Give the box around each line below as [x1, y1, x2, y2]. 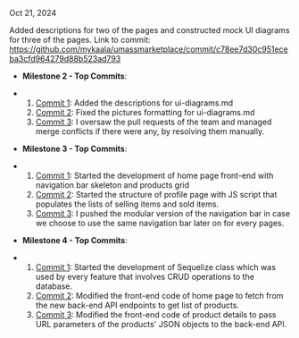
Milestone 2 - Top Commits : [21, 71, 128, 81]
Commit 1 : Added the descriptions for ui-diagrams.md [35, 97, 234, 108]
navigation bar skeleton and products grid [35, 180, 190, 190]
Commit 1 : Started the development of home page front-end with [35, 170, 274, 181]
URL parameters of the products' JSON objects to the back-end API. [35, 319, 287, 329]
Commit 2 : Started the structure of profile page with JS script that [35, 190, 278, 199]
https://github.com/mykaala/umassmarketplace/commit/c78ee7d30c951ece [9, 44, 288, 55]
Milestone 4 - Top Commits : [21, 235, 128, 245]
